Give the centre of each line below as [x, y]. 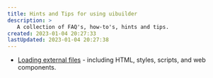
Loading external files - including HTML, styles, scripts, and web [112, 60]
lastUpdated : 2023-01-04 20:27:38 [58, 40]
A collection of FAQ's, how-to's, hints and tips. [93, 27]
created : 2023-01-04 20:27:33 [52, 33]
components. [37, 67]
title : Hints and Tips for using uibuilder [73, 14]
